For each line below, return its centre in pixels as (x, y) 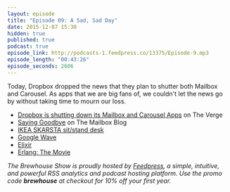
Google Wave (37, 137)
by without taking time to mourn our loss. (67, 101)
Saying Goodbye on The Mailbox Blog (72, 122)
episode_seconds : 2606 (40, 66)
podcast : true (28, 46)
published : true (31, 40)
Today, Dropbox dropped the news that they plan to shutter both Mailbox (113, 86)
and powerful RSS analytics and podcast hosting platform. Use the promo (115, 173)
